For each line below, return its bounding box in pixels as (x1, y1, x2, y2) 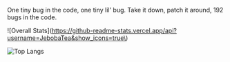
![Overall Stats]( (7, 27, 52, 34)
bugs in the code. (7, 13, 57, 21)
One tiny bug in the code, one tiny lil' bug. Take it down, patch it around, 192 (7, 6, 224, 14)
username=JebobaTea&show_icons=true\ (7, 34, 126, 42)
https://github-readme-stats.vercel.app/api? (51, 27, 178, 34)
